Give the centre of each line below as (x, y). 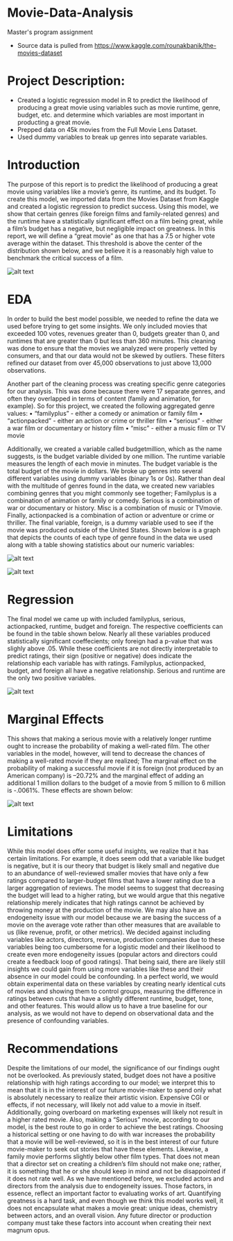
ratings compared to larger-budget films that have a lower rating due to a (111, 880)
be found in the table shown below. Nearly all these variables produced (109, 634)
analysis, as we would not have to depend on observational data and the (111, 1013)
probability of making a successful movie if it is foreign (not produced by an (115, 768)
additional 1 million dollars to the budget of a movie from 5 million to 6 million (116, 783)
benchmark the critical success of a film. (65, 258)
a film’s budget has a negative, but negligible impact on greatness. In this (111, 228)
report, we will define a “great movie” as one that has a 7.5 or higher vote (111, 236)
